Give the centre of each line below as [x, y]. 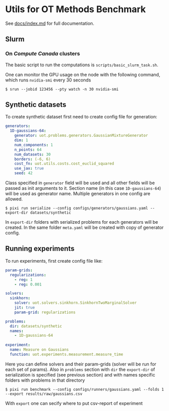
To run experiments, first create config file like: [54, 261]
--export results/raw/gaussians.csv [44, 394]
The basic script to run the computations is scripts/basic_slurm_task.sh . [82, 65]
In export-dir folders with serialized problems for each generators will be [82, 222]
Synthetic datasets [36, 105]
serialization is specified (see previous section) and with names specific [80, 375]
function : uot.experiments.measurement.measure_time [67, 354]
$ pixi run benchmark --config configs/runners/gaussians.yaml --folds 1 [85, 389]
